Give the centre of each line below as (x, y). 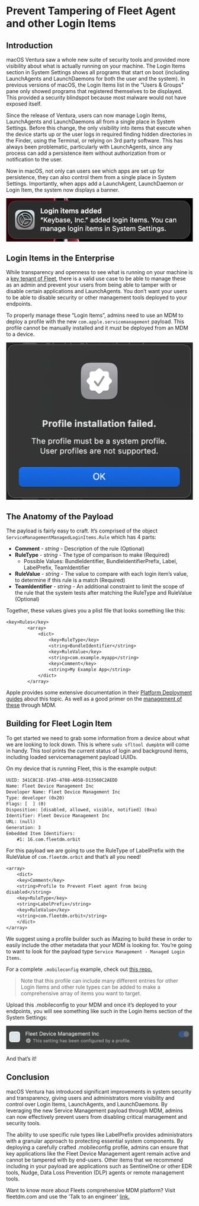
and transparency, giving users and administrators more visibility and (90, 1098)
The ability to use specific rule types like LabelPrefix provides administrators (99, 1134)
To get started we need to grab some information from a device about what (98, 738)
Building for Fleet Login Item (59, 724)
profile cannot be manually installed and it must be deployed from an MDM (97, 328)
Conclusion (28, 1078)
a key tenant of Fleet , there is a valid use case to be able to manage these (96, 279)
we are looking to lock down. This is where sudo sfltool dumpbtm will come (98, 744)
